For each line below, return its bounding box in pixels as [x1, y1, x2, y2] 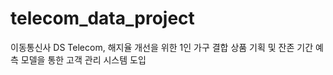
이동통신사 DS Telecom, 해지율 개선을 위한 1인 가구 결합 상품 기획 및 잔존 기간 [10, 41, 314, 53]
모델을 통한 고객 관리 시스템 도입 [20, 53, 147, 66]
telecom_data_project [10, 7, 195, 30]
